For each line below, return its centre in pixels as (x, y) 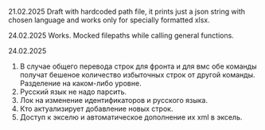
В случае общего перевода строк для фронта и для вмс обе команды (138, 66)
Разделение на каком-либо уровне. (80, 83)
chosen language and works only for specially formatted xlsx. (109, 20)
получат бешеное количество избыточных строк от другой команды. (138, 75)
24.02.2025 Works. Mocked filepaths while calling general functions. (121, 35)
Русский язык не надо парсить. (73, 92)
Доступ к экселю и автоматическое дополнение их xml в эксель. (131, 117)
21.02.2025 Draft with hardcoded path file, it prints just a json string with (127, 12)
